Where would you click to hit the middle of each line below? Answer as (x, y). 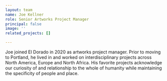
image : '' (16, 29)
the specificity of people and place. (42, 73)
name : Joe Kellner (24, 15)
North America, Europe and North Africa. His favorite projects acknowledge (84, 63)
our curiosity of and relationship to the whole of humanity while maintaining (84, 68)
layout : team (19, 10)
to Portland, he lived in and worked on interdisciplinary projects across (78, 57)
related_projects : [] (28, 33)
